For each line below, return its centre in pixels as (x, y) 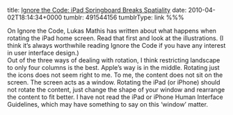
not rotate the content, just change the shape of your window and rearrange (116, 90)
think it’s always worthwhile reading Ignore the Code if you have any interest (116, 45)
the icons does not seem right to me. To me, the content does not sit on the (115, 75)
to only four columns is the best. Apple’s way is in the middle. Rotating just (114, 68)
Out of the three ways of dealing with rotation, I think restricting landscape (114, 60)
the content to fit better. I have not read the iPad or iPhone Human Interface (115, 97)
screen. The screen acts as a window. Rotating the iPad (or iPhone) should (114, 82)
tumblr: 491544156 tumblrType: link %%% (124, 17)
